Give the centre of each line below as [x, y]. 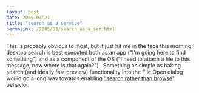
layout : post [23, 12]
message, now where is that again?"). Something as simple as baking [94, 66]
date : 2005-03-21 [28, 18]
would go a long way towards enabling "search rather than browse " [90, 78]
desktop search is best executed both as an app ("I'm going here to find [96, 53]
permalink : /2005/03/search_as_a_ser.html [61, 29]
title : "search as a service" [45, 23]
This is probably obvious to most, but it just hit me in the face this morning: [99, 46]
